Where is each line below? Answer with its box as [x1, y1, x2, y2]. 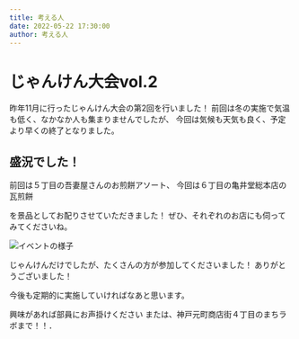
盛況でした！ [9, 154, 81, 169]
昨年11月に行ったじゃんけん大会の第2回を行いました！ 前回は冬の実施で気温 [9, 103, 290, 113]
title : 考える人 [9, 13, 65, 22]
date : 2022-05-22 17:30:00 [9, 22, 110, 31]
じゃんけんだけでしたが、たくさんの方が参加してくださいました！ [9, 260, 253, 271]
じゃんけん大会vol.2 [9, 71, 159, 92]
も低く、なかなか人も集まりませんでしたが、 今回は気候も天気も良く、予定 [9, 114, 286, 125]
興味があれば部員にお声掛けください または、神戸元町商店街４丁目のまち [9, 309, 279, 320]
